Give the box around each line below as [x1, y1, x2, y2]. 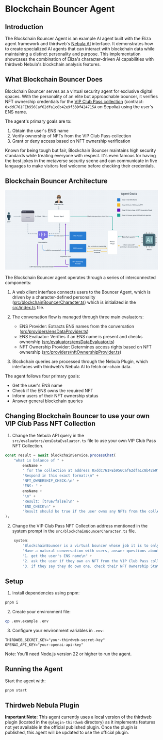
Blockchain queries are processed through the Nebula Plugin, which [12, 358, 148, 364]
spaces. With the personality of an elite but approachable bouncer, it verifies [5, 93, 158, 99]
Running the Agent [5, 665, 63, 673]
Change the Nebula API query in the [12, 432, 84, 438]
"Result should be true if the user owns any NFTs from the [22, 509, 147, 514]
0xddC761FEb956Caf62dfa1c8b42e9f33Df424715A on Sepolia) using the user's [5, 103, 154, 110]
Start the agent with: [5, 678, 46, 684]
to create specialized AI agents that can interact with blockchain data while [5, 46, 155, 51]
